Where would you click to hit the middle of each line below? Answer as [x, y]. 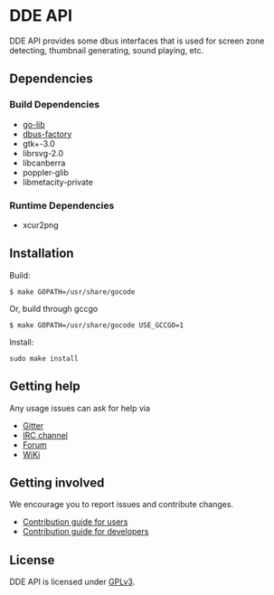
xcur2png [40, 225]
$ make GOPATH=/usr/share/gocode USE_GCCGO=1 [96, 325]
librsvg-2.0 [43, 153]
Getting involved [57, 482]
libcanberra [44, 163]
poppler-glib [46, 172]
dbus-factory [47, 134]
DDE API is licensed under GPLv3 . [72, 582]
